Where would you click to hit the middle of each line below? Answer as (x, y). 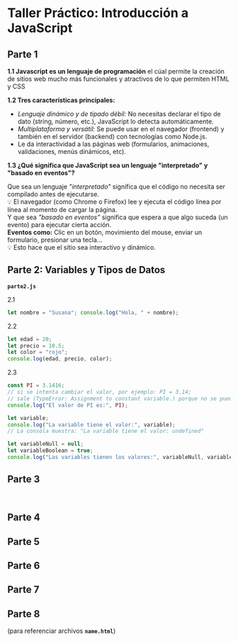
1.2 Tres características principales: (61, 100)
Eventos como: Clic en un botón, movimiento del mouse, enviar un (105, 232)
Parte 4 (24, 518)
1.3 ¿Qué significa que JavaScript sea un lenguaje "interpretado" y (108, 165)
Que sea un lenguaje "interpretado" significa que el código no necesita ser (116, 187)
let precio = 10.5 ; (36, 345)
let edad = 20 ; (30, 339)
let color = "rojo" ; (38, 353)
